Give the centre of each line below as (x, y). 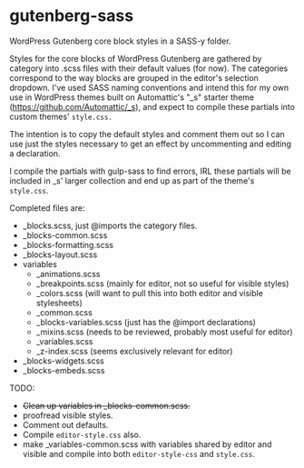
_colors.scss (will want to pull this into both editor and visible (149, 293)
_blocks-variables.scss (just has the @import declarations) (146, 322)
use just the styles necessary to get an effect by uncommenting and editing (151, 144)
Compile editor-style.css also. (82, 434)
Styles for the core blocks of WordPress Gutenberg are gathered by (136, 58)
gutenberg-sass (72, 16)
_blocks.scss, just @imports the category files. (110, 225)
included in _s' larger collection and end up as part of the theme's (132, 180)
